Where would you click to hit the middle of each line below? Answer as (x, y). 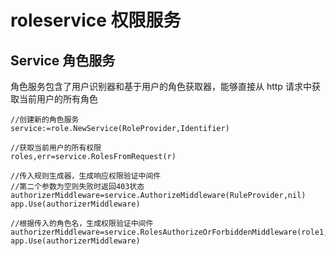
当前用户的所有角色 (58, 99)
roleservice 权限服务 (96, 20)
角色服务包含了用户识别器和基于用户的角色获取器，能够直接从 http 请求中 (161, 86)
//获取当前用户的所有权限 (56, 148)
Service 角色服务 (63, 60)
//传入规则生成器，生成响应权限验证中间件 (86, 176)
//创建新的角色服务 (45, 120)
